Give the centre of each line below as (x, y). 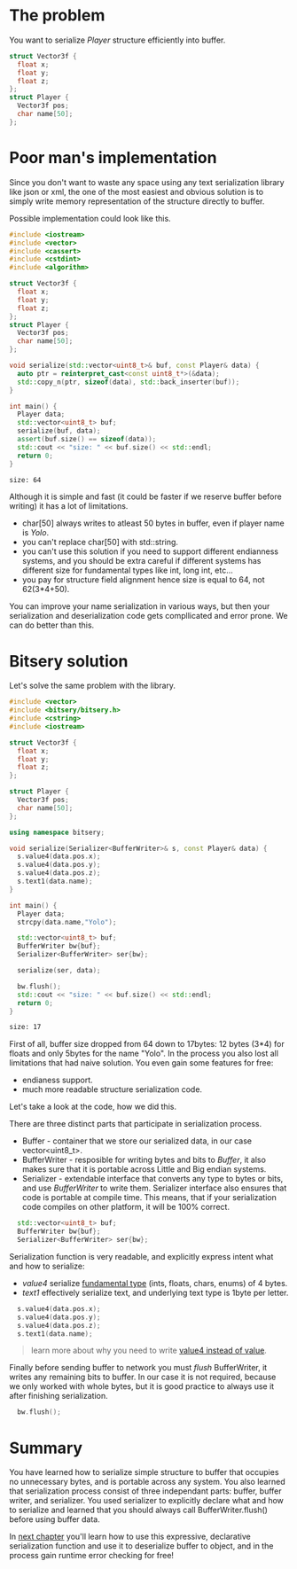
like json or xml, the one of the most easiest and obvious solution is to (137, 191)
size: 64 (25, 480)
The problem (57, 16)
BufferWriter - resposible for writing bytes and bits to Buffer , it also (144, 1160)
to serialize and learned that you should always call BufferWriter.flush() (139, 1510)
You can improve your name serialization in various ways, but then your (140, 606)
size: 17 (25, 1027)
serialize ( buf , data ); (59, 431)
